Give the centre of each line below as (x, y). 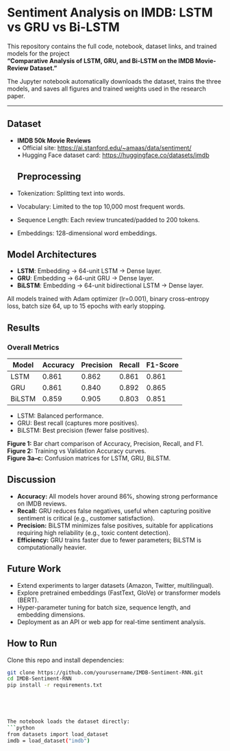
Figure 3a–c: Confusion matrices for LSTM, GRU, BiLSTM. (89, 458)
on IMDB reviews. (42, 503)
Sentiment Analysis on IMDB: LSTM (110, 13)
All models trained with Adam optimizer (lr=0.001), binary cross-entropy (108, 299)
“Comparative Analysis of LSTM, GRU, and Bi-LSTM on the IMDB (101, 60)
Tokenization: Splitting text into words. (71, 193)
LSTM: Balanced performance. (60, 416)
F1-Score (163, 365)
